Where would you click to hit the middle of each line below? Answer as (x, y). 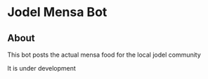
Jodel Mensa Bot (57, 12)
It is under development (41, 68)
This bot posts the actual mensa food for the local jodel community (104, 55)
